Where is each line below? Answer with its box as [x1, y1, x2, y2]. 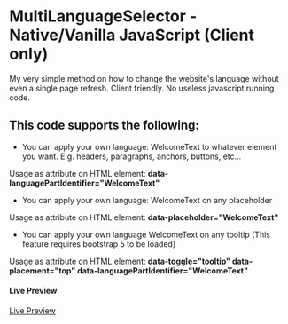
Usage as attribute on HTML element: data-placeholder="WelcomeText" [9, 211, 279, 223]
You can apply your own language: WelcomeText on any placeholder [21, 194, 273, 205]
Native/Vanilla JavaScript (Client [9, 25, 255, 45]
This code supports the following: [9, 118, 199, 133]
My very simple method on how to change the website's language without [9, 73, 279, 83]
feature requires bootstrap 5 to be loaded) [21, 238, 175, 249]
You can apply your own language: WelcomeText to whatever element [21, 141, 277, 152]
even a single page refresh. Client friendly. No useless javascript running [9, 83, 275, 93]
